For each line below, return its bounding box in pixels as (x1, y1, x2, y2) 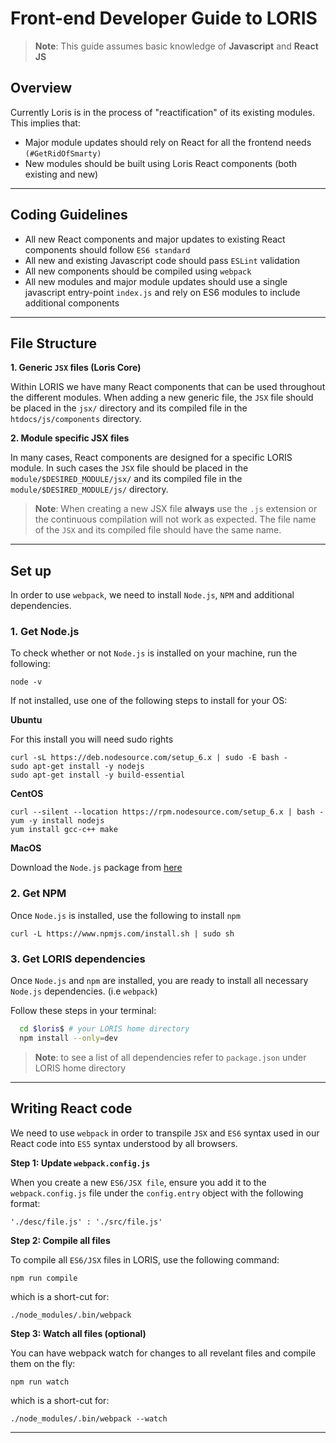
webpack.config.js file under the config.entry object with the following (10, 1187, 304, 1199)
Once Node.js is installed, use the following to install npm (10, 909, 241, 921)
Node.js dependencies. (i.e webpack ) (10, 985, 158, 997)
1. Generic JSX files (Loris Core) (10, 362, 142, 374)
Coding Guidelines (10, 207, 128, 224)
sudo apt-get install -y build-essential (10, 770, 186, 781)
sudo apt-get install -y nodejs (10, 762, 145, 772)
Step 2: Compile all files (10, 1234, 111, 1246)
